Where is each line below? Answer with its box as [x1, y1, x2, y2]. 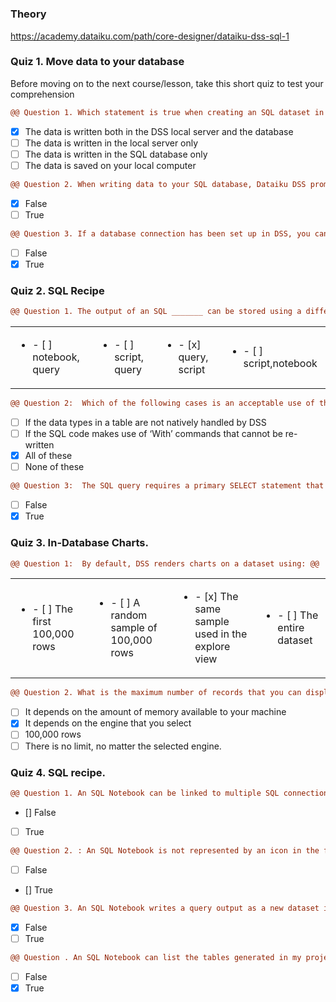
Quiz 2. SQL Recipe [10, 283, 105, 297]
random [110, 608, 148, 622]
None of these [24, 461, 85, 473]
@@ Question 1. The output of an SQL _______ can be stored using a [10, 307, 302, 317]
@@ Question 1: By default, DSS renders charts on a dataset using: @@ [10, 558, 320, 569]
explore [194, 640, 231, 654]
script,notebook [243, 357, 318, 371]
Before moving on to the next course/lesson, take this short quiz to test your [10, 77, 324, 89]
